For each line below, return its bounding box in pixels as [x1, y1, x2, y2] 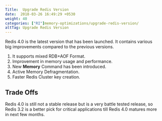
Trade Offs [5, 88, 38, 97]
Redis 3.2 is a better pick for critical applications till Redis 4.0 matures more [5, 106, 157, 112]
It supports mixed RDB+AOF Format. [12, 53, 86, 59]
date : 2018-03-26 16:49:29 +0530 [5, 12, 76, 17]
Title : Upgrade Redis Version [5, 7, 69, 12]
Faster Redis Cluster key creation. [12, 74, 81, 80]
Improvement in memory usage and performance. [12, 59, 113, 64]
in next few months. [5, 111, 45, 117]
